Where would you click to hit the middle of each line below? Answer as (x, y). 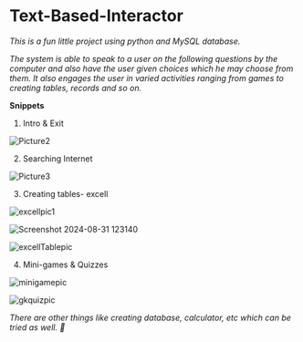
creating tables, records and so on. (76, 88)
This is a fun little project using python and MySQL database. (125, 41)
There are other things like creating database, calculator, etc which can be (151, 317)
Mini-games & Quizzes (65, 264)
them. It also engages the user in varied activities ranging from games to (147, 78)
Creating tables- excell (65, 193)
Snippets (27, 105)
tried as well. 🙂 (37, 327)
